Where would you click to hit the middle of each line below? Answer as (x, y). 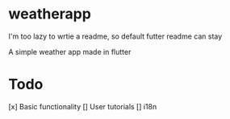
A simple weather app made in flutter (70, 51)
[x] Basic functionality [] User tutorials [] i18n (83, 106)
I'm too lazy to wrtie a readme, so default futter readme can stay (115, 36)
